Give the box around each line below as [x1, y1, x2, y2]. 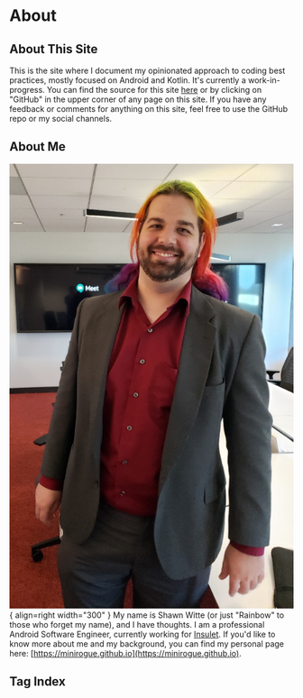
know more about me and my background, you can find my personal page [9, 638, 285, 649]
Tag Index [9, 674, 66, 690]
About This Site [9, 41, 98, 57]
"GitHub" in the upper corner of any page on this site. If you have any [9, 94, 267, 105]
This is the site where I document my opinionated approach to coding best [9, 65, 286, 76]
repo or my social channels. [9, 114, 113, 124]
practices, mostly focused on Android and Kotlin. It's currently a [9, 75, 246, 86]
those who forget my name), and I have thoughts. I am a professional [9, 619, 265, 629]
